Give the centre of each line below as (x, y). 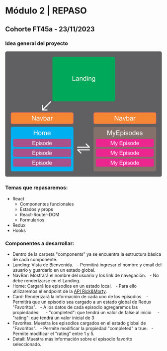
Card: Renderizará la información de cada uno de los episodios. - (80, 297)
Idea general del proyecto (37, 43)
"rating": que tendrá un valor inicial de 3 (53, 318)
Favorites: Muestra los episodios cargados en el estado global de (79, 323)
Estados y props (36, 209)
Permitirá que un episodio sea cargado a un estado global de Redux (82, 302)
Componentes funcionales (47, 204)
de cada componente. (35, 260)
